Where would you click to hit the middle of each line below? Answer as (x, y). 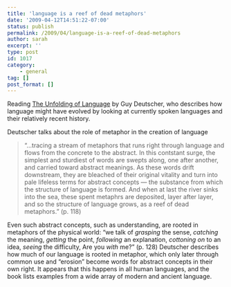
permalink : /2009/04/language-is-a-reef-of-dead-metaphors (94, 33)
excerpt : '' (24, 46)
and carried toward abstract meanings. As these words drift (109, 167)
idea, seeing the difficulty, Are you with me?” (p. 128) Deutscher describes (113, 247)
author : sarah (28, 39)
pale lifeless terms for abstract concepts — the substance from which (123, 182)
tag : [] (18, 78)
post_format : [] (30, 84)
